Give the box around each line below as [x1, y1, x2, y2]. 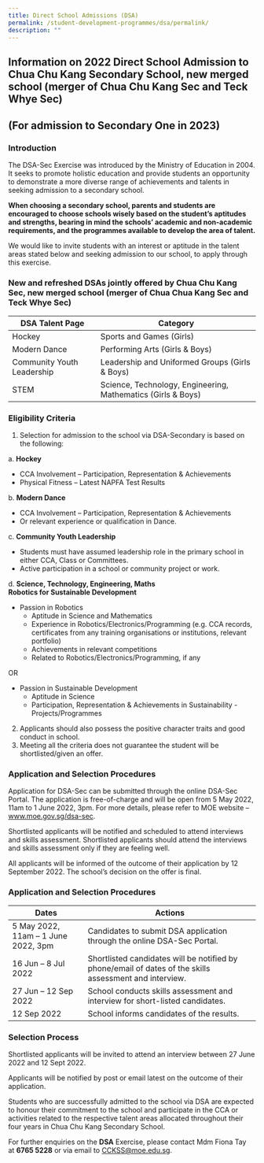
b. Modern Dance [8, 493, 66, 502]
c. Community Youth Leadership [8, 532, 116, 542]
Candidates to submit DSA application [87, 925, 228, 936]
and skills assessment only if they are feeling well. [8, 843, 170, 853]
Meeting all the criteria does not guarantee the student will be [19, 741, 219, 750]
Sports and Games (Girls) [100, 331, 195, 342]
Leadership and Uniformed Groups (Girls [100, 356, 251, 367]
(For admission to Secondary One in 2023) [8, 119, 220, 132]
